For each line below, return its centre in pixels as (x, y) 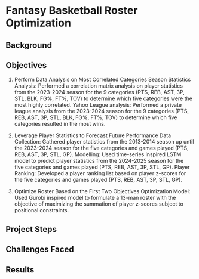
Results (20, 270)
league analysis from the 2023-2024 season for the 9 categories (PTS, (102, 111)
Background (29, 45)
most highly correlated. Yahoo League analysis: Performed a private (98, 105)
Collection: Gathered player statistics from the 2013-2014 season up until (104, 142)
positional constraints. (42, 210)
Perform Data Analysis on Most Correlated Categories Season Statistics (102, 80)
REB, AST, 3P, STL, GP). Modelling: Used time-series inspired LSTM (98, 154)
